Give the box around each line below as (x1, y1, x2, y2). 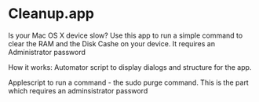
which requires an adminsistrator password (8, 86, 148, 95)
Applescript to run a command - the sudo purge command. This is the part (8, 78, 249, 87)
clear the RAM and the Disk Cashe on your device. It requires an (8, 38, 216, 48)
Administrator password (8, 47, 86, 56)
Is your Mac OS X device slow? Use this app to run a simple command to (8, 31, 243, 40)
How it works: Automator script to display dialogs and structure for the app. (8, 62, 252, 71)
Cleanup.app (8, 5, 94, 23)
